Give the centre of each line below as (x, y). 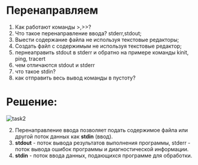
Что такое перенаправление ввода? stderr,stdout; (78, 33)
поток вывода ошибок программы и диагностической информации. (102, 149)
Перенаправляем (52, 10)
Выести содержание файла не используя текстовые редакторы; (97, 39)
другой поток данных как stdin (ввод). (64, 136)
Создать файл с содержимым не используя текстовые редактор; (98, 46)
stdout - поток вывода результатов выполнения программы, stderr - (103, 143)
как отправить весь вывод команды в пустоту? (75, 78)
